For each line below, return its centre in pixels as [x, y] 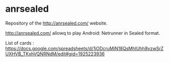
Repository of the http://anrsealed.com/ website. [56, 23]
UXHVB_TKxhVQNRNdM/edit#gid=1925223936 [55, 54]
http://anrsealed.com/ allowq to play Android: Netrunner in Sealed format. [83, 33]
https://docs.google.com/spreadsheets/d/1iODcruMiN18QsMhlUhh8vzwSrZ [84, 48]
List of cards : [20, 43]
